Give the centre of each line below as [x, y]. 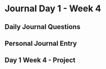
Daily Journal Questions [43, 27]
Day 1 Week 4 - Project [40, 60]
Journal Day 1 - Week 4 [53, 9]
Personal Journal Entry [41, 43]
